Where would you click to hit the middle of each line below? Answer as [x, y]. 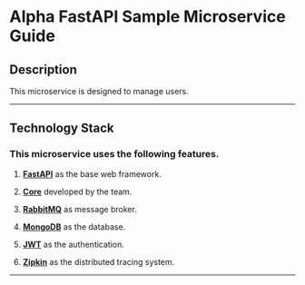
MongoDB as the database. [74, 226]
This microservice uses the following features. [114, 154]
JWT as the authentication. [74, 244]
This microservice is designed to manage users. [99, 91]
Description [43, 69]
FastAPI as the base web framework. [92, 173]
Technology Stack [62, 128]
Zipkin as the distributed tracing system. [98, 261]
